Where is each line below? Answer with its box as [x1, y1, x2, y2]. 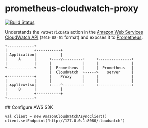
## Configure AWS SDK [5, 104, 53, 110]
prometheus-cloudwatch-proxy [5, 3, 139, 14]
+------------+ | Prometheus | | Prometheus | [5, 65, 134, 70]
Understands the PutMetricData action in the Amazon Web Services [5, 29, 143, 35]
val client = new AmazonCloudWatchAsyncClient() [5, 114, 107, 119]
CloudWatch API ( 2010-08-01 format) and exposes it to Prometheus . [5, 34, 143, 40]
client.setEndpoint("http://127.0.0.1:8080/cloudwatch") [5, 118, 125, 123]
